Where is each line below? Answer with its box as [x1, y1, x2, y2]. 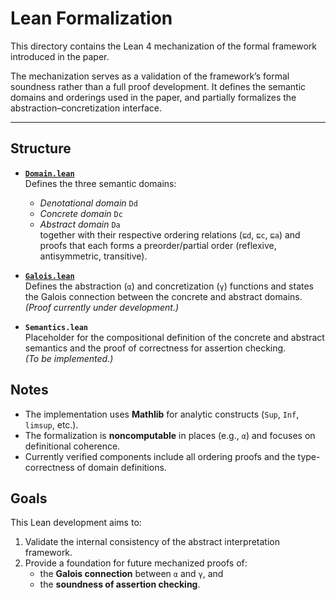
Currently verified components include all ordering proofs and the [24, 450, 296, 462]
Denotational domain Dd [39, 197, 138, 209]
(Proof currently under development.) [24, 301, 180, 313]
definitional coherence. [24, 440, 121, 452]
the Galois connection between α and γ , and [39, 568, 224, 580]
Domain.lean [24, 168, 75, 179]
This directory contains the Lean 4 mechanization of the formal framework [10, 40, 317, 52]
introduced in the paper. [10, 50, 110, 62]
